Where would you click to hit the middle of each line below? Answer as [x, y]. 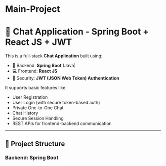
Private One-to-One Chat [38, 108]
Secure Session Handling [38, 118]
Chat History [25, 113]
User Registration [30, 97]
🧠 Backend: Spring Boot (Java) [44, 66]
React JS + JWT [39, 42]
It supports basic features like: [36, 88]
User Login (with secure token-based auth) [56, 103]
